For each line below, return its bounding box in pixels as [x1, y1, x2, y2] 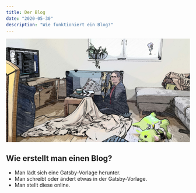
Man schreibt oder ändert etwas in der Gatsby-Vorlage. [14, 175, 148, 182]
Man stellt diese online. [14, 181, 71, 188]
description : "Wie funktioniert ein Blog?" [6, 22, 114, 27]
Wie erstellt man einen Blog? [6, 153, 113, 163]
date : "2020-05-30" [6, 15, 54, 22]
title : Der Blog [6, 9, 45, 15]
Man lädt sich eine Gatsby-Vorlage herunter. [14, 169, 121, 176]
